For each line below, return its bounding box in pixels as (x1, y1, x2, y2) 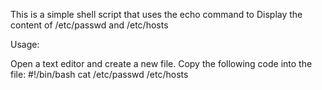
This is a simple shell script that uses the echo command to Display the (10, 9, 303, 20)
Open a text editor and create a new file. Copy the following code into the (10, 58, 313, 69)
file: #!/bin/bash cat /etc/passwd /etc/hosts (10, 69, 189, 80)
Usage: (10, 39, 40, 50)
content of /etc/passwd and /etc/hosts (10, 19, 169, 31)
